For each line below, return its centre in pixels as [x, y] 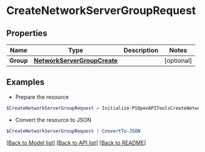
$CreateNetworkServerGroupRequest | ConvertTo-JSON [73, 131]
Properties [27, 33]
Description [141, 50]
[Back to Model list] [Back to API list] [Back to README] [76, 143]
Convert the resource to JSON [53, 120]
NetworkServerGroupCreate [76, 60]
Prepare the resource [42, 97]
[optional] [178, 60]
